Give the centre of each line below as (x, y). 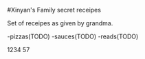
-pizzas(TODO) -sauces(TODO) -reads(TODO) (73, 36)
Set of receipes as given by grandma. (60, 23)
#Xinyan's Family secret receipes (54, 10)
